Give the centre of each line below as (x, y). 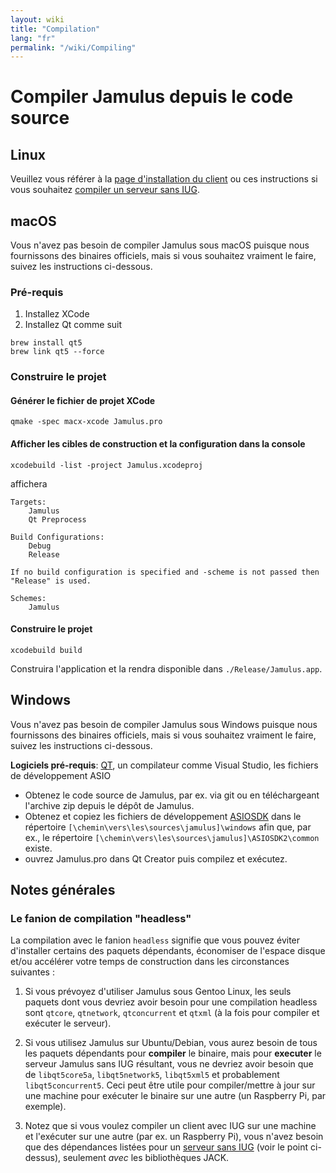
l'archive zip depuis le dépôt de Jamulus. (109, 805)
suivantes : (32, 972)
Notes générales (63, 890)
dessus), (43, 1158)
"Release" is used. (51, 581)
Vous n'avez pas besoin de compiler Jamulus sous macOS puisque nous (160, 245)
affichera (29, 483)
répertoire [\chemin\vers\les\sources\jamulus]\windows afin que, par (168, 827)
